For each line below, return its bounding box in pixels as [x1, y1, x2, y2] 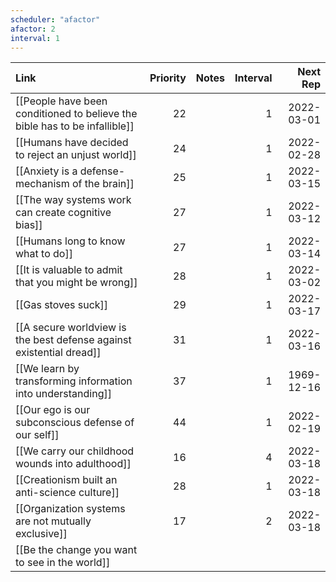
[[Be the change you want [15, 543, 138, 557]
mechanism [15, 177, 70, 191]
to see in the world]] [15, 556, 111, 570]
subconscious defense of [15, 416, 135, 430]
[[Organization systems [15, 502, 126, 516]
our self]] [15, 428, 60, 442]
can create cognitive [15, 206, 112, 220]
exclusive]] [15, 527, 68, 541]
